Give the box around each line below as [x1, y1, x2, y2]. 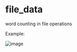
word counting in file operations [5, 21, 72, 27]
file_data [5, 4, 43, 15]
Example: [5, 30, 25, 37]
